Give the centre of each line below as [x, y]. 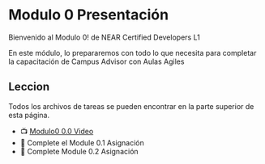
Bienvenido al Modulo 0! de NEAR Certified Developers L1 [104, 37]
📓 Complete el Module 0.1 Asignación [82, 142]
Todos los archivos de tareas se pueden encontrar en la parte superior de [131, 106]
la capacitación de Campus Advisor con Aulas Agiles [96, 61]
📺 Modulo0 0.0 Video [57, 131]
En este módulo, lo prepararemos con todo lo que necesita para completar [132, 53]
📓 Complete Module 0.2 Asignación [79, 151]
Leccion [29, 87]
